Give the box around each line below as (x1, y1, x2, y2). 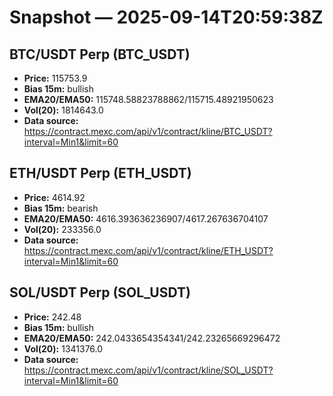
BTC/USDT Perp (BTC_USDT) (9, 46, 191, 63)
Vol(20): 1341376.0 (23, 342, 104, 355)
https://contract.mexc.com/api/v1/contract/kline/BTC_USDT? (23, 126, 273, 137)
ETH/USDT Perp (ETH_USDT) (9, 165, 192, 182)
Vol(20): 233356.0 (23, 223, 102, 235)
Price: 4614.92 (23, 191, 86, 203)
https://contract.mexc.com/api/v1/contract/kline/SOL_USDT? (23, 364, 274, 376)
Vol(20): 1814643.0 (23, 104, 104, 116)
